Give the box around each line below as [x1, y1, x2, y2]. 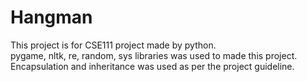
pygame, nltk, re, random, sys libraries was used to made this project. [10, 49, 298, 61]
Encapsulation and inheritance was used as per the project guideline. [10, 60, 295, 72]
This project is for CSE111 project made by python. [10, 39, 217, 51]
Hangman [10, 6, 93, 29]
